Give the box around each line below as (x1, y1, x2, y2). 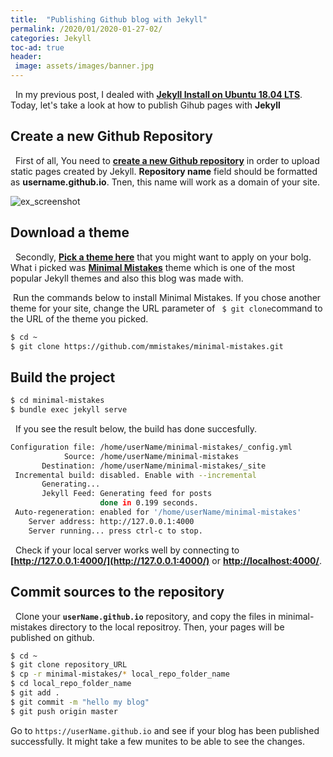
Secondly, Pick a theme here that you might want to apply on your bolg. (14, 251, 312, 263)
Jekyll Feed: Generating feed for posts (41, 489, 213, 499)
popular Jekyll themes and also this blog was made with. (10, 272, 244, 284)
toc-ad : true (10, 42, 65, 53)
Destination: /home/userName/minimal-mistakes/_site (41, 461, 267, 471)
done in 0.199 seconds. (99, 498, 199, 508)
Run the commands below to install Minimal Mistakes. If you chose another (12, 291, 322, 303)
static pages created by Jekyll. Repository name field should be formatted (10, 165, 318, 177)
